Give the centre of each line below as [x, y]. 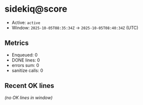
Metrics [17, 43]
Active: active [26, 22]
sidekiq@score [36, 9]
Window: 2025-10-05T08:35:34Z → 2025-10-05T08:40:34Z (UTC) [75, 27]
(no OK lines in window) [29, 97]
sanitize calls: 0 [27, 70]
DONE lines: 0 [26, 60]
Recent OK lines [29, 86]
